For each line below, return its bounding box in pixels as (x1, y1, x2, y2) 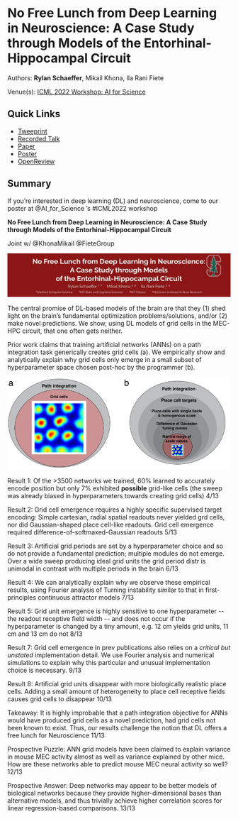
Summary (7, 177, 52, 189)
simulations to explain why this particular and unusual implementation (7, 658, 210, 666)
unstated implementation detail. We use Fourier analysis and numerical (7, 651, 215, 659)
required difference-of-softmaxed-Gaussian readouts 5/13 (7, 527, 177, 537)
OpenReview (17, 157, 55, 165)
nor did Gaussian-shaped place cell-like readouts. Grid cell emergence (7, 520, 214, 529)
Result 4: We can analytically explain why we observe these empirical (7, 578, 210, 586)
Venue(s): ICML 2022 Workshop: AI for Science (7, 87, 147, 96)
